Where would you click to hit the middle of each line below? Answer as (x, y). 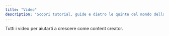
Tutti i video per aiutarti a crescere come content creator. (64, 28)
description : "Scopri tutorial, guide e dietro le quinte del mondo (78, 14)
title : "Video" (21, 10)
